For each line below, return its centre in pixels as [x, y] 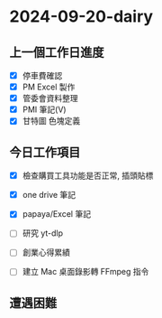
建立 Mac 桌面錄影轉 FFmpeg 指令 [85, 272]
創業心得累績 [46, 253]
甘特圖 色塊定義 [51, 121]
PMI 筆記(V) [44, 109]
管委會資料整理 [50, 98]
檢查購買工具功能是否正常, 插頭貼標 [88, 176]
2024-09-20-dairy [81, 17]
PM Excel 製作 [49, 87]
